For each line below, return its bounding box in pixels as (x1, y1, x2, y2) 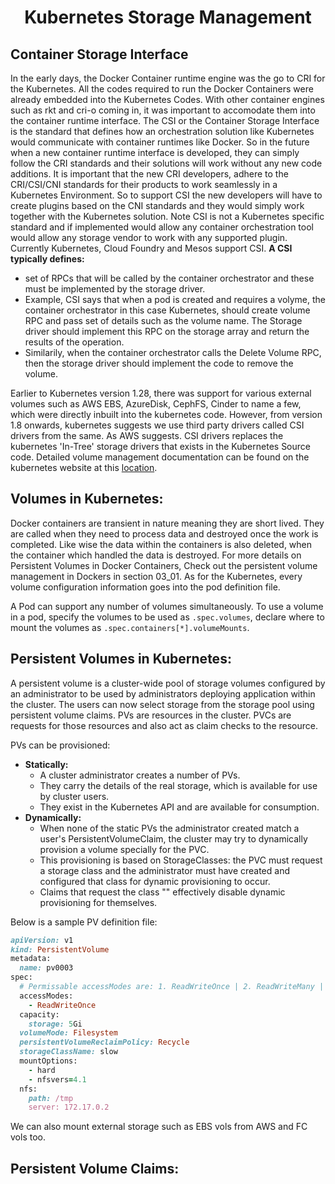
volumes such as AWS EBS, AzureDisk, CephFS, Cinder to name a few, (10, 398, 302, 410)
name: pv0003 (19, 963, 74, 973)
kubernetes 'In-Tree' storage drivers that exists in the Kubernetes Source (10, 441, 311, 452)
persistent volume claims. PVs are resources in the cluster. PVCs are (10, 709, 292, 721)
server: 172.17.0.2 (28, 1102, 110, 1113)
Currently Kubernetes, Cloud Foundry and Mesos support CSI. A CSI (10, 242, 293, 254)
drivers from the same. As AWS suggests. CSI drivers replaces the (10, 430, 284, 441)
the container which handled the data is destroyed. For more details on (10, 549, 302, 561)
